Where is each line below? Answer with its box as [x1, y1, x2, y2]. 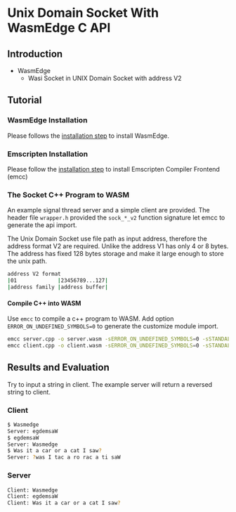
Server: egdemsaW [7, 428, 58, 435]
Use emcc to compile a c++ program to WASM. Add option [7, 314, 174, 323]
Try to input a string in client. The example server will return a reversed [7, 380, 213, 388]
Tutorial [7, 94, 42, 106]
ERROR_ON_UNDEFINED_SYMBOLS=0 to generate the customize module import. [7, 322, 219, 331]
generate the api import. [7, 221, 77, 229]
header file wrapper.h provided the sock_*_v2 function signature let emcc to [7, 213, 225, 222]
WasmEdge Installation [7, 115, 88, 125]
